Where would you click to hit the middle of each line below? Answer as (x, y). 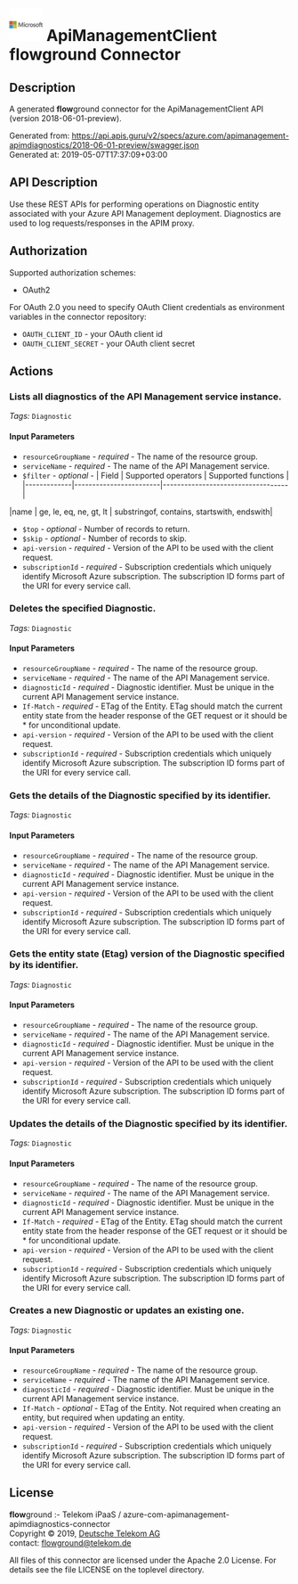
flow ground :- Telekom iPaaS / (65, 1514)
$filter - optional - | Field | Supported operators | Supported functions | (155, 475)
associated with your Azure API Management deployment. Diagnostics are (145, 213)
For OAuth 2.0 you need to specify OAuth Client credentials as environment (147, 307)
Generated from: (40, 135)
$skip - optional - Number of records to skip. (104, 538)
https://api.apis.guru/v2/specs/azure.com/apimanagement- (180, 135)
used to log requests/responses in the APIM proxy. (102, 223)
